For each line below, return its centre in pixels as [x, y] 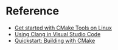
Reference [32, 11]
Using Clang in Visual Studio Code [57, 34]
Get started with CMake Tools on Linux [63, 28]
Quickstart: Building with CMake [55, 40]
